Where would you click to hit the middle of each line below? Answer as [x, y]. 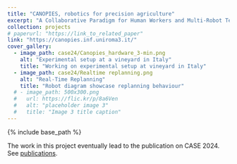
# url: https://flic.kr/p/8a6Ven [66, 99]
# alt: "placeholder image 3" [61, 106]
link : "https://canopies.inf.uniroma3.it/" [72, 40]
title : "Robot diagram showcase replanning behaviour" [102, 86]
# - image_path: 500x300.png [56, 92]
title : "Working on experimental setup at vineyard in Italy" [113, 66]
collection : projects [39, 27]
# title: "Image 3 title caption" [67, 112]
